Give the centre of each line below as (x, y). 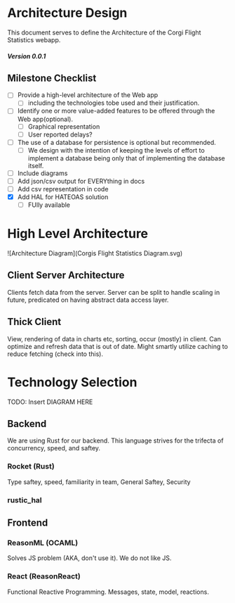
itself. (36, 165)
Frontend (28, 523)
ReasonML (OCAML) (43, 542)
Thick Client (34, 322)
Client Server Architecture (66, 275)
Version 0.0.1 (27, 56)
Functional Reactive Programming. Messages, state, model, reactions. (108, 592)
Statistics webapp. (34, 39)
